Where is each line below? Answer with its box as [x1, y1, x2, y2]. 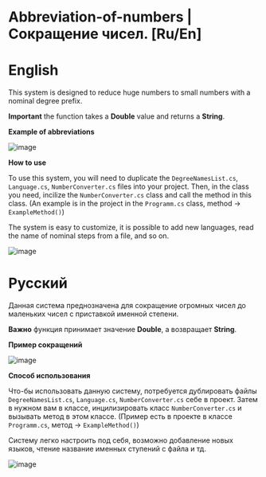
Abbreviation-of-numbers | [8, 8, 193, 26]
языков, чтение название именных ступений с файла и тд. [8, 444, 207, 454]
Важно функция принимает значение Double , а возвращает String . [8, 325, 237, 334]
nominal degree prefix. [8, 96, 83, 106]
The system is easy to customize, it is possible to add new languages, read [8, 223, 254, 233]
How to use [8, 158, 46, 167]
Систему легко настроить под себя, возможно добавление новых [8, 436, 233, 445]
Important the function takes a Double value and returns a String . [8, 111, 225, 121]
